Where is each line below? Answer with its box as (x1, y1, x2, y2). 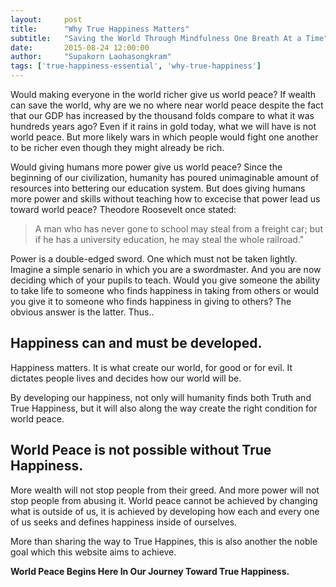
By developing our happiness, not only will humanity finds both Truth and (10, 391, 312, 403)
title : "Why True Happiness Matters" (10, 24, 190, 34)
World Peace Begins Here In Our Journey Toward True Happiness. (10, 565, 290, 577)
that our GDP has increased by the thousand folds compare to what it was (10, 110, 315, 121)
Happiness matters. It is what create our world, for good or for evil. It (10, 361, 293, 373)
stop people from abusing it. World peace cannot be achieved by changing (10, 494, 318, 506)
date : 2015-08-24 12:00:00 (10, 42, 150, 53)
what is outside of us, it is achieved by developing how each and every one (10, 505, 320, 517)
